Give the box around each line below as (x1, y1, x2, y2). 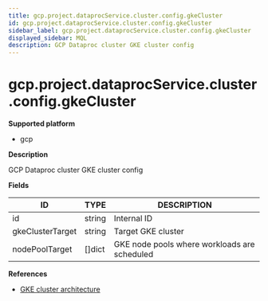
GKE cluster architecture (19, 284, 101, 295)
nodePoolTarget (12, 244, 73, 255)
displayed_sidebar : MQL (8, 33, 88, 42)
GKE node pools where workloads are (113, 239, 255, 250)
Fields (8, 181, 30, 190)
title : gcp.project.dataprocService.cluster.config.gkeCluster (8, 11, 223, 20)
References (8, 269, 48, 279)
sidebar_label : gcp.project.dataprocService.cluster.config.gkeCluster (8, 26, 251, 34)
